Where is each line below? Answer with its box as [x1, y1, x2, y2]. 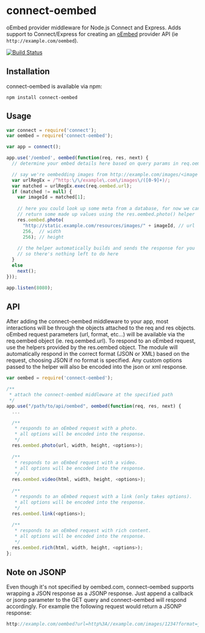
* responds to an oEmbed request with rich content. [14, 527, 151, 534]
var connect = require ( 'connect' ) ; [6, 127, 97, 133]
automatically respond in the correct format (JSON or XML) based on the [6, 350, 190, 358]
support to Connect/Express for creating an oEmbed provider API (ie [6, 30, 179, 37]
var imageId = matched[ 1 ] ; [17, 194, 86, 200]
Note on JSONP [6, 567, 67, 577]
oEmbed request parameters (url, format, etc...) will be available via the [6, 331, 185, 338]
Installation [6, 67, 50, 77]
